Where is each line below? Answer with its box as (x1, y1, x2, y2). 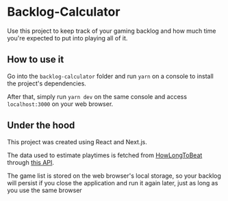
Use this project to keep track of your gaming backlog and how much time (7, 27, 216, 35)
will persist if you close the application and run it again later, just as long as (7, 178, 218, 187)
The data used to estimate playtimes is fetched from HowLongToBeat (7, 151, 203, 159)
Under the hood (7, 120, 75, 131)
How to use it (7, 54, 64, 66)
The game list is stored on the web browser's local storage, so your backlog (7, 172, 221, 180)
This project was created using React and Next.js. (7, 137, 147, 146)
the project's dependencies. (7, 79, 87, 88)
